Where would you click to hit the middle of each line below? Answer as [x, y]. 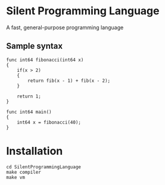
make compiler [24, 172]
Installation [35, 151]
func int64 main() [29, 112]
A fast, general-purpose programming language [65, 27]
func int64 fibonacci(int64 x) [45, 60]
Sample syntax [35, 46]
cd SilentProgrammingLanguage [44, 167]
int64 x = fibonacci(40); [49, 122]
